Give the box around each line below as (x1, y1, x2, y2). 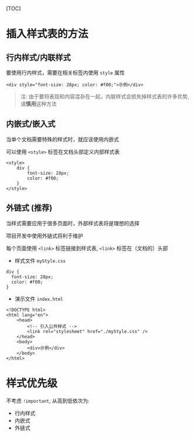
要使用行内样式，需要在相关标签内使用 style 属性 (6, 69, 125, 76)
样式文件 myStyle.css (14, 257, 66, 264)
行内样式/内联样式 (6, 52, 71, 62)
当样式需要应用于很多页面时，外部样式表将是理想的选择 (6, 219, 139, 226)
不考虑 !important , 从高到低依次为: (6, 397, 90, 404)
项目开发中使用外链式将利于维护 (6, 232, 83, 239)
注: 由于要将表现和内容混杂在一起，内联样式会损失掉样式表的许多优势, (20, 93, 189, 100)
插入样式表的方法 (6, 28, 89, 40)
